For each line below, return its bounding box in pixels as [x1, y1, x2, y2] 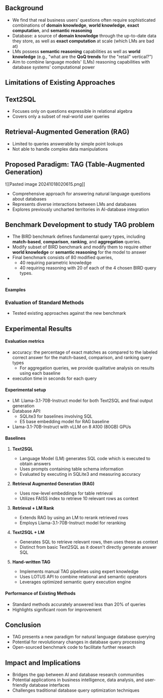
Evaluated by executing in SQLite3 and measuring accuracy [19, 471, 141, 477]
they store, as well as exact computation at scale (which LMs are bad [12, 38, 154, 44]
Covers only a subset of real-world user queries [12, 113, 110, 120]
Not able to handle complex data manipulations [12, 146, 108, 152]
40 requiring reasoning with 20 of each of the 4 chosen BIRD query [19, 265, 157, 271]
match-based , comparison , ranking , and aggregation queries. [12, 239, 141, 245]
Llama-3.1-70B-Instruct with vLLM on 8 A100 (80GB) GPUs [12, 424, 131, 430]
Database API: [12, 408, 41, 414]
